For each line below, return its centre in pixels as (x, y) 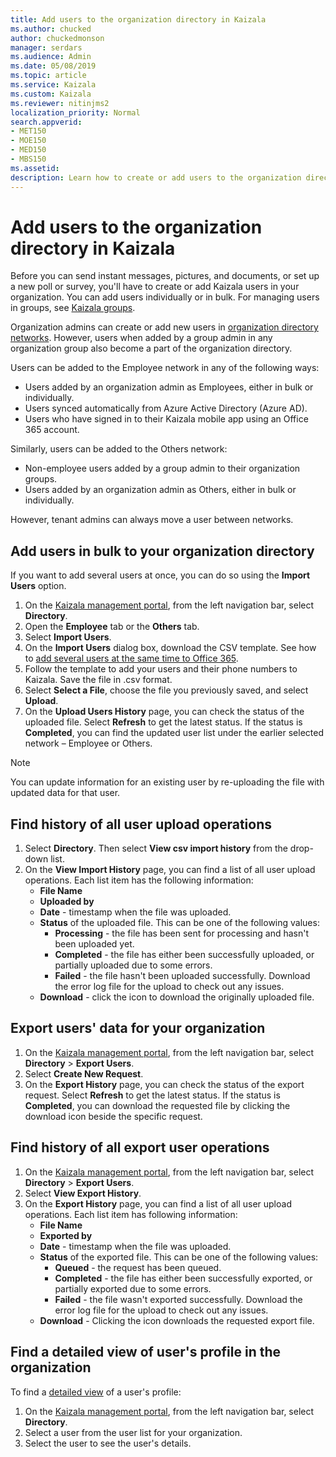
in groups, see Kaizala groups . (73, 308)
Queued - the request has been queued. (138, 1267)
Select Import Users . (68, 637)
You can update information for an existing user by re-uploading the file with (167, 782)
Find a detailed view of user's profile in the (146, 1352)
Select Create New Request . (84, 1073)
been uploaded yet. (94, 944)
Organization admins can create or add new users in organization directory (164, 327)
